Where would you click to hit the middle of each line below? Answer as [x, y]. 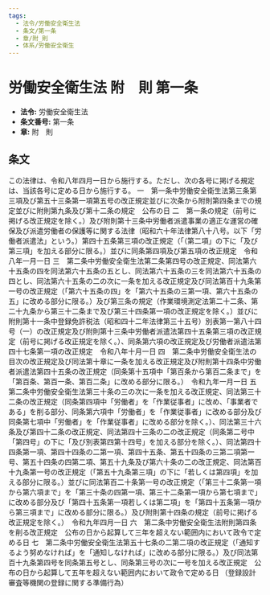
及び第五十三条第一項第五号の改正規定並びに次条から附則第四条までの [138, 200]
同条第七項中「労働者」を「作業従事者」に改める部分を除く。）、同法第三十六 [135, 421]
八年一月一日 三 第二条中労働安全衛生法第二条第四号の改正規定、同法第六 [133, 261]
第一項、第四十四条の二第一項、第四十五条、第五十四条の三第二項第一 [138, 452]
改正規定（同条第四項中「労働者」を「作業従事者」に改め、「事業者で [144, 401]
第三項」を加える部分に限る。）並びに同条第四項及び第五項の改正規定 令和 [133, 251]
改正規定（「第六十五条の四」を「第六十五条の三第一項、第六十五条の [144, 291]
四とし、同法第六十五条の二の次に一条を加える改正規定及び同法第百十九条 [131, 281]
